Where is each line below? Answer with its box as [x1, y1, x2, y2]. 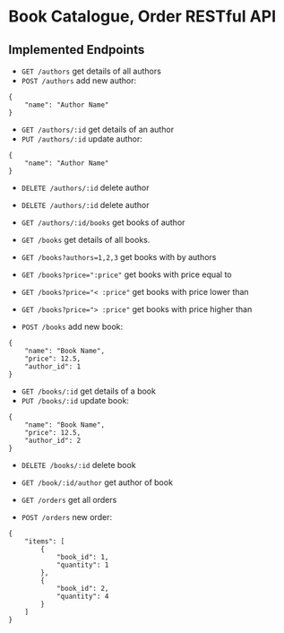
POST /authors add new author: [21, 75, 137, 86]
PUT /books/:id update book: [21, 395, 129, 405]
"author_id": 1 [24, 362, 82, 371]
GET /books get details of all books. [21, 235, 151, 245]
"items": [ [24, 537, 65, 546]
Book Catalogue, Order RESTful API [8, 6, 277, 27]
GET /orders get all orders [21, 495, 117, 505]
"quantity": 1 [56, 560, 109, 569]
